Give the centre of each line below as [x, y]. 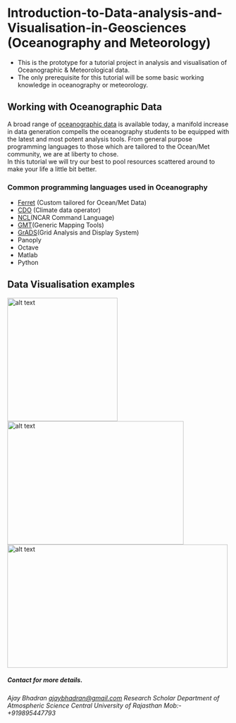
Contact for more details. [45, 680]
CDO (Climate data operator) [59, 210]
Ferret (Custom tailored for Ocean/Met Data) [82, 203]
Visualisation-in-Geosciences [97, 28]
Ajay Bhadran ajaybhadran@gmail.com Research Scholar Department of [113, 698]
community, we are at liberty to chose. [63, 154]
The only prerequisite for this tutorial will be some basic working [111, 77]
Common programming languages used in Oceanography [107, 187]
